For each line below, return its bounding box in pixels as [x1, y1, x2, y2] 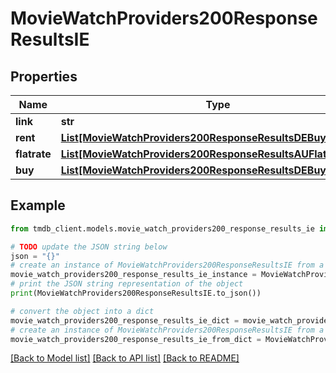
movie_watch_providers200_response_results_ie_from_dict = [10, 334, 262, 344]
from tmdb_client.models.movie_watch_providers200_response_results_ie [10, 223, 315, 234]
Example [10, 197, 66, 214]
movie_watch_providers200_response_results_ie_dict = [10, 315, 240, 326]
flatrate [15, 147, 52, 161]
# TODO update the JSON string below [10, 242, 168, 252]
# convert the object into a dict [10, 306, 155, 316]
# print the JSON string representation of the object [10, 279, 244, 289]
